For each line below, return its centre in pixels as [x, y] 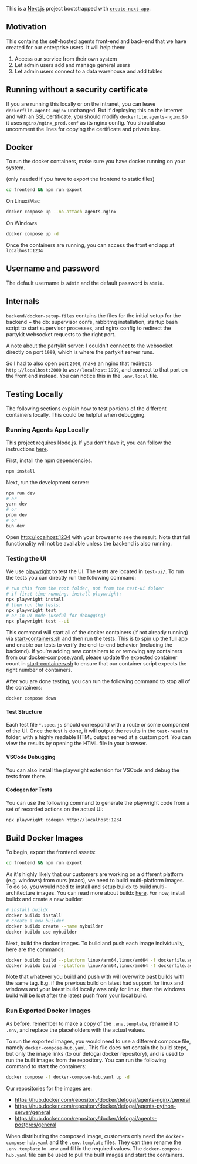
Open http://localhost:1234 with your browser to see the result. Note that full [98, 537]
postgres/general [35, 1125]
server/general [33, 1112]
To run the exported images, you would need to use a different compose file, [98, 1041]
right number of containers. [39, 670]
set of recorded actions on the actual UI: [55, 809]
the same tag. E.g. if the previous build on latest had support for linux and [95, 983]
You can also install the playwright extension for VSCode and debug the [93, 770]
